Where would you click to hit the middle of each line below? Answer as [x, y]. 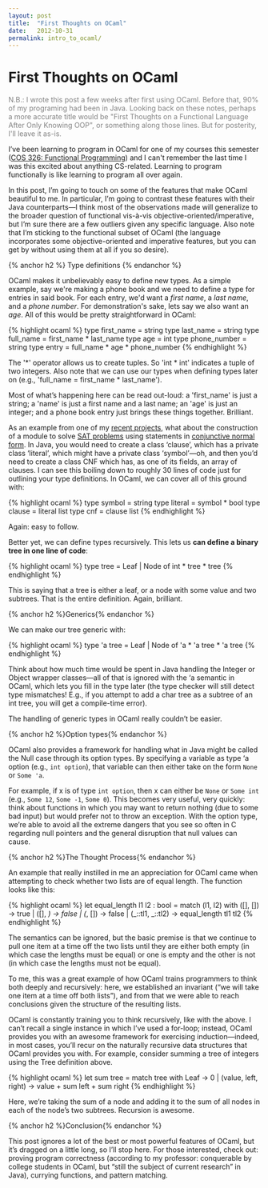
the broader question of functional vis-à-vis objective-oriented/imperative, [131, 216]
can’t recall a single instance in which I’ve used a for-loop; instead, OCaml [130, 1028]
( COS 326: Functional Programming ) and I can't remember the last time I [128, 158]
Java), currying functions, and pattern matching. [88, 1175]
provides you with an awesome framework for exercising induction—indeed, [134, 1037]
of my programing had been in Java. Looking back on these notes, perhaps [132, 108]
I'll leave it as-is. [35, 134]
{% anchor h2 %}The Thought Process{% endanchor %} [102, 858]
